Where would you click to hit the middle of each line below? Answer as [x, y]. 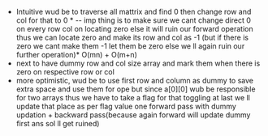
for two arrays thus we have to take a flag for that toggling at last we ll [133, 98]
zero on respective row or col [65, 72]
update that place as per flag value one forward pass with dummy [126, 106]
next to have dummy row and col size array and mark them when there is [138, 63]
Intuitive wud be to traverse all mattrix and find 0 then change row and [134, 12]
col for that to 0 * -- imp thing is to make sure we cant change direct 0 [134, 20]
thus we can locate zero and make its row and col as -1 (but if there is [132, 37]
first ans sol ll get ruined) [58, 123]
